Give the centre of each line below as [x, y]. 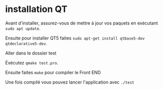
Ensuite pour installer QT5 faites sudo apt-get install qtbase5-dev [75, 38]
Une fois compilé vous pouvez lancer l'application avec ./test [70, 82]
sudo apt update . [23, 28]
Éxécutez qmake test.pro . [32, 62]
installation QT [36, 9]
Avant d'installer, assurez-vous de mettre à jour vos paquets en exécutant [81, 23]
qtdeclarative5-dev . [26, 43]
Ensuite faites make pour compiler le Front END [53, 72]
